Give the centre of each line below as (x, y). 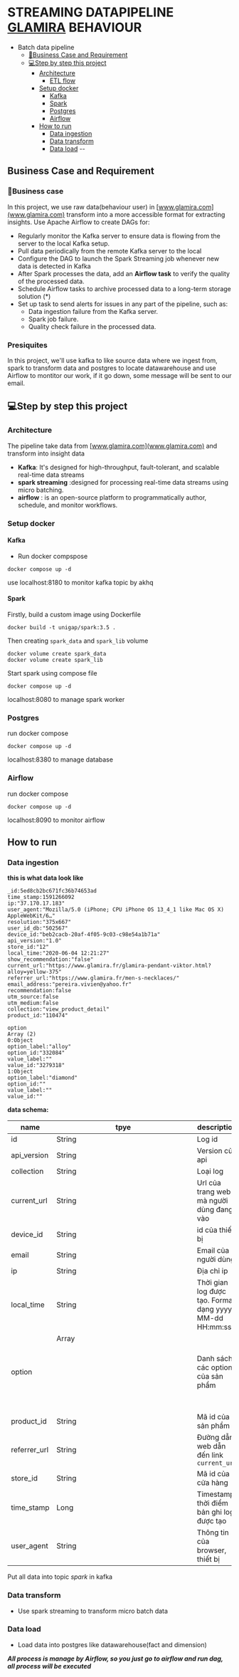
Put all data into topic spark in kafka (60, 1577)
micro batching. (41, 490)
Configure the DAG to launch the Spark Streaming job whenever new (118, 258)
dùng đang (215, 1209)
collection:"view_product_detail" (59, 1009)
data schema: (28, 1110)
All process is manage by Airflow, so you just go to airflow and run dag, (115, 1658)
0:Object (20, 1041)
